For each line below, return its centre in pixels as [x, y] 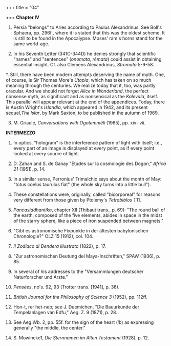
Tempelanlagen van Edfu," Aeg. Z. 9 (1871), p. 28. [65, 312]
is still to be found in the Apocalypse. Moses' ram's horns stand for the [88, 38]
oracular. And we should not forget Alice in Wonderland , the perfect [77, 91]
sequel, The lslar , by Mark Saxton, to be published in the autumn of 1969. [82, 113]
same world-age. [31, 44]
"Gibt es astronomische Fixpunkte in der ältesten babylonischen [81, 231]
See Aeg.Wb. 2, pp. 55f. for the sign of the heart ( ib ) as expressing [83, 322]
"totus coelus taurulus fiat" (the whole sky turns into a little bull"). [82, 184]
